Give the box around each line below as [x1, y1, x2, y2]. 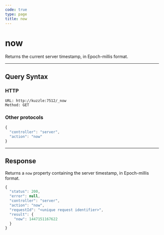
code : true [5, 7, 27, 12]
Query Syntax [5, 72, 48, 81]
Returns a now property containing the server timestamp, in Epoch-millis [5, 170, 149, 176]
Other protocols [5, 114, 43, 121]
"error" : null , [9, 194, 41, 199]
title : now [5, 16, 27, 21]
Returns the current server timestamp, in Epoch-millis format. [5, 53, 128, 59]
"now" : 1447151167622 [14, 216, 58, 221]
